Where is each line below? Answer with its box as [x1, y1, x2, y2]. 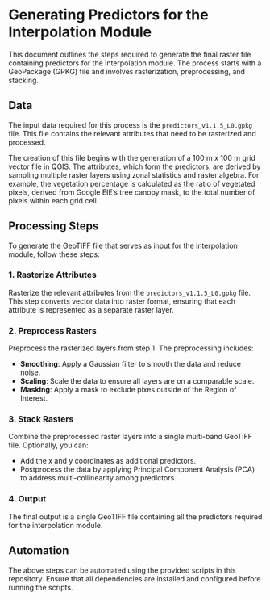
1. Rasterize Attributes [8, 269, 97, 280]
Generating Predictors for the [8, 6, 209, 24]
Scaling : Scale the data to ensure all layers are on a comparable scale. [19, 376, 255, 386]
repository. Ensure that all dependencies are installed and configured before [8, 573, 261, 583]
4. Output [8, 493, 47, 505]
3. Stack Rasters [8, 413, 74, 425]
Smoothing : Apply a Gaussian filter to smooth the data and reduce [19, 359, 242, 369]
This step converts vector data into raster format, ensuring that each [8, 296, 236, 306]
